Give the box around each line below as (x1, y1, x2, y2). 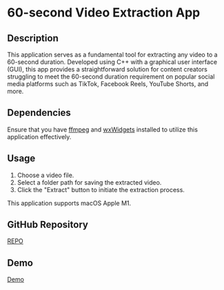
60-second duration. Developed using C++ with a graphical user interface (7, 58, 218, 66)
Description (7, 32, 59, 44)
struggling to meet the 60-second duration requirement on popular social (7, 72, 215, 81)
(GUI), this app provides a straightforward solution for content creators (7, 65, 208, 73)
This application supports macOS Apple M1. (7, 198, 132, 207)
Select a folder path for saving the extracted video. (17, 178, 162, 187)
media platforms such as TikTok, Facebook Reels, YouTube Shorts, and (7, 80, 209, 87)
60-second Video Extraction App (7, 5, 201, 21)
